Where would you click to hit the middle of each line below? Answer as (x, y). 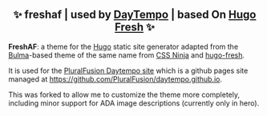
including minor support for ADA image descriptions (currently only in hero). (134, 103)
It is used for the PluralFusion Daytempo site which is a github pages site (128, 70)
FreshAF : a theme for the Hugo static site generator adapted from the (123, 46)
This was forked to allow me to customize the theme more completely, (124, 94)
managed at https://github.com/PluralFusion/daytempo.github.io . (115, 79)
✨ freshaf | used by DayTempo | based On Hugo (135, 15)
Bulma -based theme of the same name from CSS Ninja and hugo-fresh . (127, 55)
